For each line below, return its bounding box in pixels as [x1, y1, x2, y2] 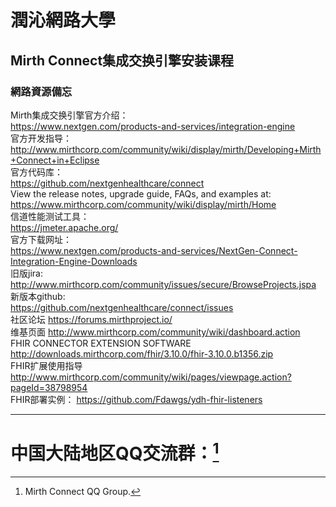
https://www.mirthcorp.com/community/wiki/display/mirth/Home [10, 198, 277, 210]
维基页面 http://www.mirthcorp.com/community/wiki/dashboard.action [10, 326, 301, 338]
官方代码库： [10, 166, 63, 178]
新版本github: [10, 290, 66, 302]
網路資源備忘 [10, 84, 73, 98]
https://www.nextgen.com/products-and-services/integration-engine [10, 120, 296, 132]
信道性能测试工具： [10, 210, 90, 222]
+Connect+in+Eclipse [10, 154, 100, 166]
